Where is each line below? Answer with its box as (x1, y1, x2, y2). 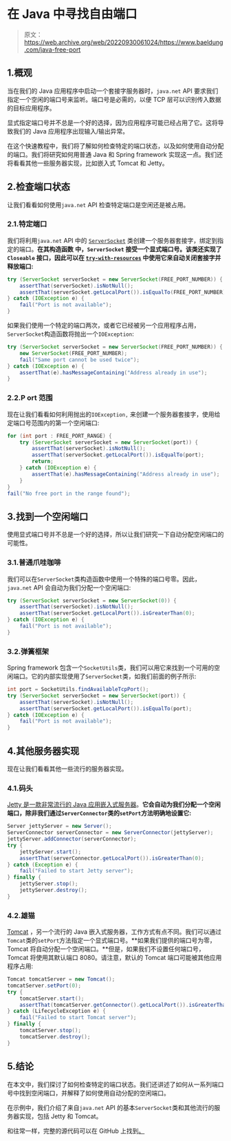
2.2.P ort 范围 (7, 393, 53, 403)
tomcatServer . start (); (19, 995, 85, 1002)
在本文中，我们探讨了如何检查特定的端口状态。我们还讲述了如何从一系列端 (7, 1080, 218, 1088)
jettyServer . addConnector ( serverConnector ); (7, 835, 137, 843)
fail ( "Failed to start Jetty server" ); (19, 868, 134, 875)
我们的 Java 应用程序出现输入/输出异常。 (12, 127, 129, 135)
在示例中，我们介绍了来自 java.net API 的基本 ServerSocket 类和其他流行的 (7, 1103, 214, 1111)
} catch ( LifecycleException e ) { (7, 1007, 107, 1015)
